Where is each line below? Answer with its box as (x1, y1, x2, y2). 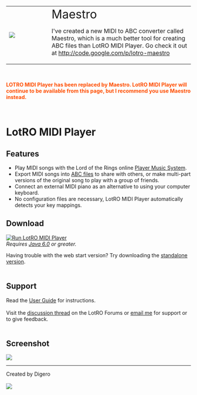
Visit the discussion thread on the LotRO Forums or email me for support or (6, 309, 188, 316)
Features (6, 149, 39, 159)
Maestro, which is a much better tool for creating (52, 35, 186, 42)
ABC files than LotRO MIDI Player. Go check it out (52, 42, 188, 49)
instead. (6, 94, 27, 100)
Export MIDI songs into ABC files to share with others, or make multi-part (14, 171, 191, 178)
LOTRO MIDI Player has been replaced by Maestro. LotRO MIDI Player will (6, 81, 187, 88)
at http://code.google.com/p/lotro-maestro (52, 49, 170, 57)
